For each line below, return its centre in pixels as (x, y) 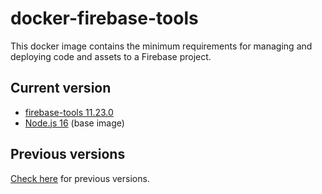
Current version (61, 88)
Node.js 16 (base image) (74, 123)
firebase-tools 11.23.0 (69, 112)
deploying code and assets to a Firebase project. (111, 56)
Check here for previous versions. (80, 178)
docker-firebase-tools (104, 18)
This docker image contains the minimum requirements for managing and (161, 46)
